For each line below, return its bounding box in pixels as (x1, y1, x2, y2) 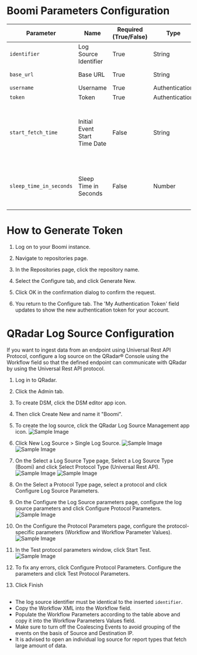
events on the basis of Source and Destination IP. (15, 630, 134, 637)
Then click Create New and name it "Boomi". (15, 410, 123, 417)
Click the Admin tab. (15, 387, 64, 394)
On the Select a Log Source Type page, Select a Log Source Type (15, 457, 174, 464)
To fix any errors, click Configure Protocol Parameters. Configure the (15, 563, 181, 570)
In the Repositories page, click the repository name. (15, 266, 140, 273)
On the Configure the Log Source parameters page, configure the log (15, 498, 182, 505)
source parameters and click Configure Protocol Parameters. (15, 505, 162, 512)
